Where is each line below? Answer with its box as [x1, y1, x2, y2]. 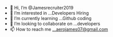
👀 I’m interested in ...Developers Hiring [9, 10, 89, 16]
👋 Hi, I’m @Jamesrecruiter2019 [9, 5, 74, 10]
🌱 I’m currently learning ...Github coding [9, 15, 92, 21]
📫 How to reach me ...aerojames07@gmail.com [9, 26, 109, 32]
